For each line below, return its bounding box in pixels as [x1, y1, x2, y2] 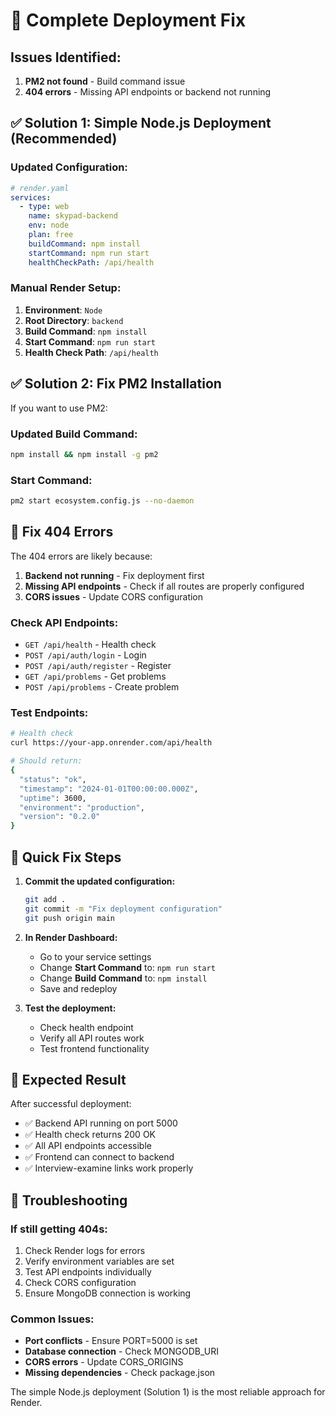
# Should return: [10, 756, 83, 766]
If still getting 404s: [10, 1222, 108, 1236]
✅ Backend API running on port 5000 [24, 1117, 178, 1129]
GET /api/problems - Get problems [24, 670, 167, 683]
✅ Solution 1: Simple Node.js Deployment [10, 115, 272, 132]
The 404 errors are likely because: [10, 550, 153, 562]
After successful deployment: [10, 1098, 132, 1110]
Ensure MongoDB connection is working [24, 1287, 192, 1299]
